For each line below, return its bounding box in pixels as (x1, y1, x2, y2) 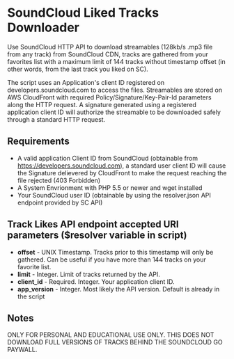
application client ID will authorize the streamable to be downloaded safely (7, 108, 221, 116)
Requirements (7, 136, 70, 147)
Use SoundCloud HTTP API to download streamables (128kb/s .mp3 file (7, 42, 213, 51)
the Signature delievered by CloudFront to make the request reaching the (17, 168, 227, 177)
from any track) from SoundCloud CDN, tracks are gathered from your (7, 50, 209, 58)
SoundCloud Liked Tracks (7, 5, 159, 21)
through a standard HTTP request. (7, 115, 106, 123)
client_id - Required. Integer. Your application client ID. (17, 277, 175, 286)
